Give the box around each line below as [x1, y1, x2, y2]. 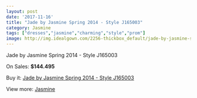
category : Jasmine [6, 24, 51, 31]
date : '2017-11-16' [6, 14, 54, 20]
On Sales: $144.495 [6, 63, 55, 70]
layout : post [6, 8, 38, 15]
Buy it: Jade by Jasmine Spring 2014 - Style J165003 [6, 74, 134, 81]
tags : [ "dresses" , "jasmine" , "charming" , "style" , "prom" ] [6, 30, 145, 36]
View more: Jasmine [6, 86, 56, 92]
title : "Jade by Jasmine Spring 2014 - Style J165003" [6, 19, 143, 25]
